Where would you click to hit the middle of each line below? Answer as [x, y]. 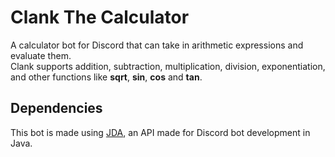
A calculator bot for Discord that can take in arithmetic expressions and [157, 45]
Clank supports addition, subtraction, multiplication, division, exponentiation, [168, 66]
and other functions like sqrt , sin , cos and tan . [106, 77]
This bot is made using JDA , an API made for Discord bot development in [160, 132]
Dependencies [56, 108]
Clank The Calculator [100, 17]
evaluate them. [41, 55]
